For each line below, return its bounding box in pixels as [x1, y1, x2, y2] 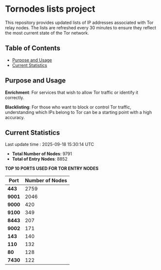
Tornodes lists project [5, 3, 96, 15]
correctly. [5, 94, 24, 101]
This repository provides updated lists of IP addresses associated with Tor [5, 20, 154, 25]
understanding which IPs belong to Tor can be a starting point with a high [5, 109, 152, 115]
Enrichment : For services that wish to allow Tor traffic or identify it [5, 89, 139, 95]
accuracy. [5, 114, 25, 120]
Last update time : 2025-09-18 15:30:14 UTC [5, 142, 94, 147]
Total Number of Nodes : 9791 [12, 151, 72, 157]
